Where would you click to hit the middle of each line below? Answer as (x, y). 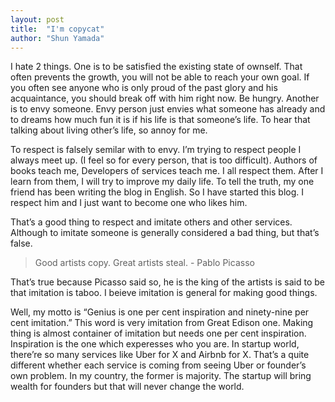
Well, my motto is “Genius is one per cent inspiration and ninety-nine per (160, 312)
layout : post (37, 19)
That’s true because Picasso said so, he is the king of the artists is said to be (167, 282)
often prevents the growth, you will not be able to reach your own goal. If (160, 77)
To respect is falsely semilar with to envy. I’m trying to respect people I (156, 150)
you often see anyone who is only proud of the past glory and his (144, 88)
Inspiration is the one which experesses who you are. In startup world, (155, 344)
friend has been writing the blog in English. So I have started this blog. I (157, 192)
